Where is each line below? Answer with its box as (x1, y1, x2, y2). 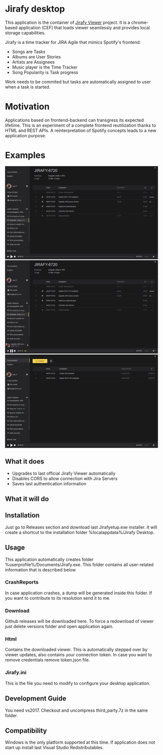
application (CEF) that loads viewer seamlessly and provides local (18, 24, 150, 30)
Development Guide (5, 695, 66, 703)
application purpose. (5, 132, 47, 138)
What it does (5, 458, 45, 466)
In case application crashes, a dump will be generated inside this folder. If (5, 590, 152, 596)
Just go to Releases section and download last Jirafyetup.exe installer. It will (5, 524, 158, 530)
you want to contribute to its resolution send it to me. (5, 595, 111, 601)
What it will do (5, 495, 49, 503)
